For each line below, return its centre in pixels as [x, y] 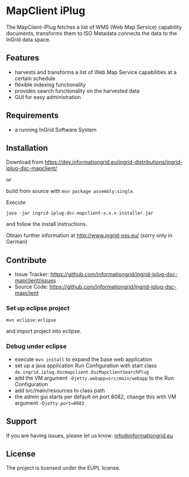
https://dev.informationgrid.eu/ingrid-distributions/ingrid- [114, 162]
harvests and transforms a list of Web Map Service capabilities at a [96, 72]
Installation [27, 148]
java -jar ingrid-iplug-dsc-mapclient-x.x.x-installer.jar [80, 213]
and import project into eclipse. [44, 331]
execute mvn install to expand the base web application [83, 359]
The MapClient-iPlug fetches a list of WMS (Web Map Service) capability [94, 27]
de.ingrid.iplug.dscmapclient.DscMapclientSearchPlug [82, 372]
